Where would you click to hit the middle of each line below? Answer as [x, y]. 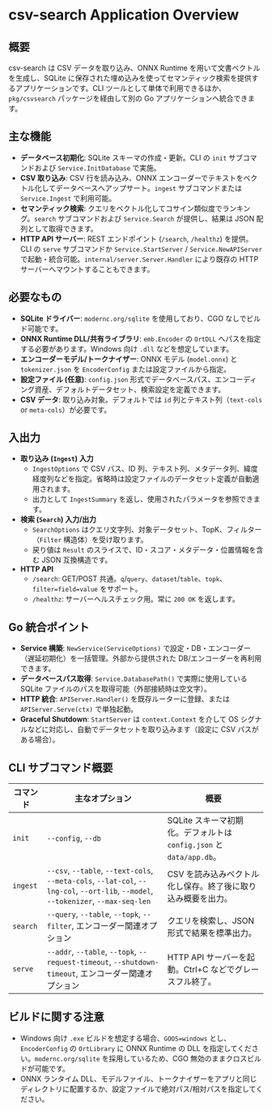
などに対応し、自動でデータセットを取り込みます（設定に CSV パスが [143, 730]
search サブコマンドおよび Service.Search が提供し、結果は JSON [144, 218]
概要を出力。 [208, 898]
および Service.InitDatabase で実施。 [98, 167]
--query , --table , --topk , [94, 915]
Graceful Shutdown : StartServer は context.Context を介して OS [129, 719]
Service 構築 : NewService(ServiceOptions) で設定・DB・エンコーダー [135, 648]
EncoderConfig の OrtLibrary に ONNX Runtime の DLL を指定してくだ [136, 1048]
